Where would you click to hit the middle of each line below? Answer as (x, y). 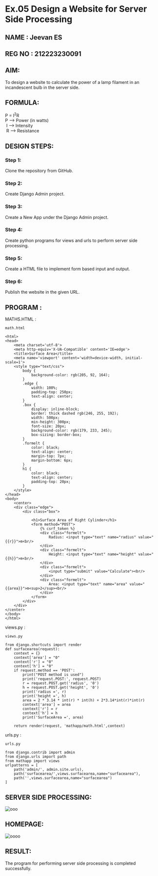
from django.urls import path (36, 757)
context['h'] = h (40, 713)
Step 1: (13, 160)
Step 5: (14, 258)
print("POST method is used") (53, 675)
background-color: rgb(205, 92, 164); (70, 375)
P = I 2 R (12, 115)
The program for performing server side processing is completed (70, 863)
